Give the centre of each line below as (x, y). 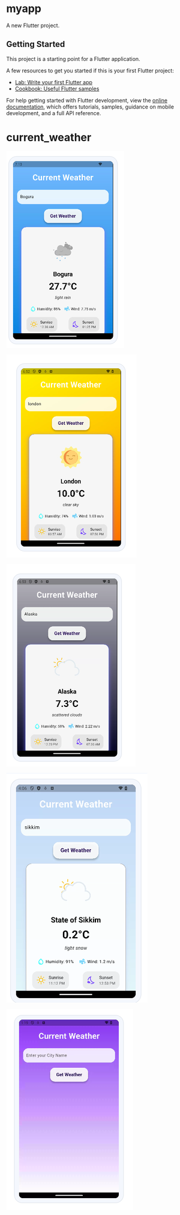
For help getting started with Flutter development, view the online (87, 100)
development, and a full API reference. (54, 113)
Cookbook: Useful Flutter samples (57, 89)
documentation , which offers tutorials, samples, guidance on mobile (90, 107)
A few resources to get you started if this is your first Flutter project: (90, 71)
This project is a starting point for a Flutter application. (73, 58)
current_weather (49, 137)
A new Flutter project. (33, 25)
